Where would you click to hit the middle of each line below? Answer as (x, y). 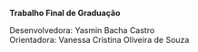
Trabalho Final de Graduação (65, 13)
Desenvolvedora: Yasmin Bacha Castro (82, 30)
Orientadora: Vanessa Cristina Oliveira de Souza (99, 40)
